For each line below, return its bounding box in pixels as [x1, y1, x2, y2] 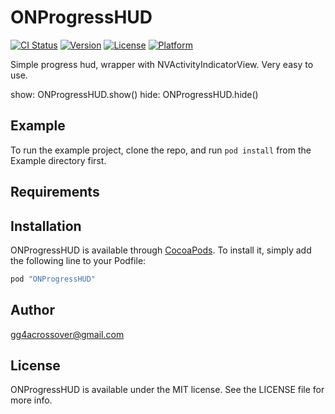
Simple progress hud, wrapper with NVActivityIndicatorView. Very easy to [10, 58, 314, 70]
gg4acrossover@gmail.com [10, 328, 125, 340]
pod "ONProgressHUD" [10, 274, 97, 284]
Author [10, 302, 55, 319]
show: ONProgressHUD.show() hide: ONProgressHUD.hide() [10, 88, 259, 100]
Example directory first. [10, 154, 107, 166]
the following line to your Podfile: [10, 254, 147, 266]
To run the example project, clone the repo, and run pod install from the [10, 144, 312, 156]
